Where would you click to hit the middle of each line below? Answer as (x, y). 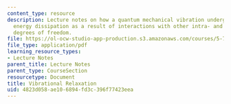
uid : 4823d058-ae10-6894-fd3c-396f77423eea (70, 90)
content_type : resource (41, 13)
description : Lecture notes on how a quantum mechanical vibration (106, 20)
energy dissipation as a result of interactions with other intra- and (118, 26)
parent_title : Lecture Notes (49, 64)
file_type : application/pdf (47, 45)
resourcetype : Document (41, 77)
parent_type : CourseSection (47, 70)
